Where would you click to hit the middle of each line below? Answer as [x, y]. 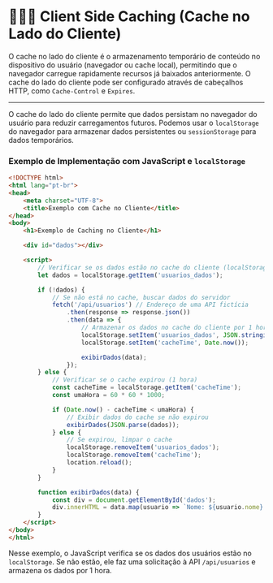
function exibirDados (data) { [89, 492]
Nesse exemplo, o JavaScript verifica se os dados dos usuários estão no [130, 553]
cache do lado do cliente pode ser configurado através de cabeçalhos [126, 82]
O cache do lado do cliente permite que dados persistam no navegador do [133, 114]
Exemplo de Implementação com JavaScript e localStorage [127, 161]
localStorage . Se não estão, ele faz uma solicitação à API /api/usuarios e [132, 561]
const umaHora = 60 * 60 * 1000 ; [108, 395]
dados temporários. [41, 140]
